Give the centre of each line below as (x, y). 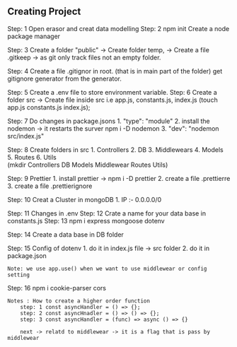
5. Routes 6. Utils (32, 157)
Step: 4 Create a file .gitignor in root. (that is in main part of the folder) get (115, 71)
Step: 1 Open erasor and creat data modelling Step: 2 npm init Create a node (118, 28)
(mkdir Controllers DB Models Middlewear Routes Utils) (88, 165)
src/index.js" (26, 136)
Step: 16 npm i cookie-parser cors (57, 288)
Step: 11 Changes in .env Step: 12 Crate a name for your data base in (107, 213)
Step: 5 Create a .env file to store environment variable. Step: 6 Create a (112, 92)
